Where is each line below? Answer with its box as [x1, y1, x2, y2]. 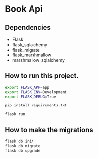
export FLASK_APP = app [5, 85, 50, 90]
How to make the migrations [5, 125, 93, 134]
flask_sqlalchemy [12, 42, 48, 48]
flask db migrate [5, 143, 41, 148]
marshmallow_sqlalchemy [12, 57, 65, 63]
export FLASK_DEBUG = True [5, 94, 56, 99]
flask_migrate [12, 47, 40, 53]
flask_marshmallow [12, 52, 52, 58]
